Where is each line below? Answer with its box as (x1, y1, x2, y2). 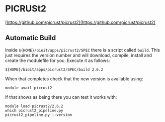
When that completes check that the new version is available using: (5, 75, 143, 82)
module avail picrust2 (5, 85, 52, 90)
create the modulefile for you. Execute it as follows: (5, 58, 110, 63)
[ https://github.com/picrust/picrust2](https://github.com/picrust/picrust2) (5, 19, 156, 25)
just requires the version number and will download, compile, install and (5, 52, 152, 58)
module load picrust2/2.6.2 (5, 104, 64, 109)
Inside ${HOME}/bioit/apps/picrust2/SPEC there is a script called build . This (5, 47, 160, 53)
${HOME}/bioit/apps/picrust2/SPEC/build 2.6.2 (5, 67, 103, 72)
